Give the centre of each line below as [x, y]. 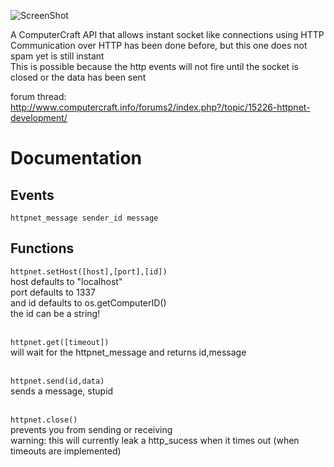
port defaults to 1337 [53, 292]
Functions [42, 248]
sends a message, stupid [62, 391]
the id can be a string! [55, 313]
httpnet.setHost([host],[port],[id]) [89, 271]
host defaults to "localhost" [66, 281]
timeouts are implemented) [66, 451]
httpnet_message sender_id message [84, 218]
